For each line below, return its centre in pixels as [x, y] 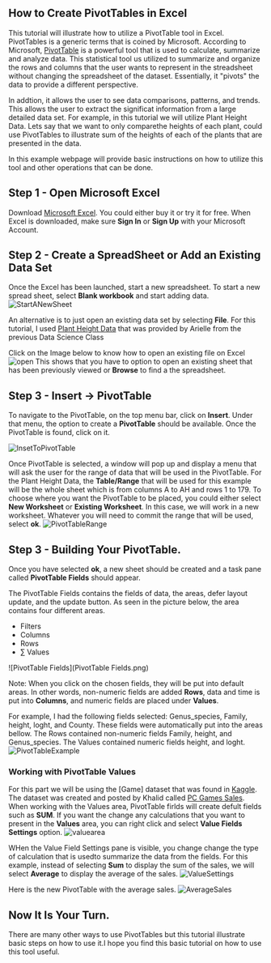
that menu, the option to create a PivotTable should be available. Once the [132, 424]
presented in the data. [45, 143]
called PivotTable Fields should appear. [75, 577]
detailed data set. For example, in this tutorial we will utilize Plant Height [128, 117]
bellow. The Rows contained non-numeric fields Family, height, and [120, 734]
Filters [31, 626]
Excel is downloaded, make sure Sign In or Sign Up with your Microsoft [127, 221]
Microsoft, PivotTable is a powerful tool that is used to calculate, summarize [134, 50]
